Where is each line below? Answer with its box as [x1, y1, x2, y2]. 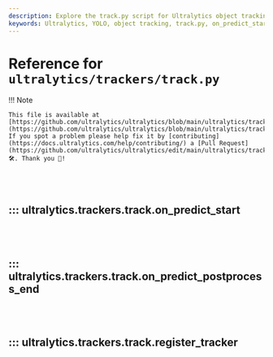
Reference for [8, 54, 103, 73]
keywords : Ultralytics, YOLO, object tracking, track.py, [8, 19, 209, 28]
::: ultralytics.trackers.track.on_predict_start [8, 203, 241, 217]
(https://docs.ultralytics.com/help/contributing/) [8, 140, 187, 148]
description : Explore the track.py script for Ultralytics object [8, 11, 238, 20]
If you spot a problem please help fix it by [8, 132, 165, 140]
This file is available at [8, 111, 100, 119]
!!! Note [8, 95, 33, 105]
